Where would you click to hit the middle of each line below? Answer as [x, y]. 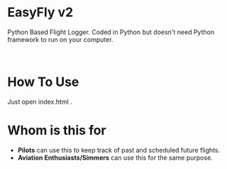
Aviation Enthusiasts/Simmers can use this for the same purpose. [115, 158]
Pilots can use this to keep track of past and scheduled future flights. [119, 150]
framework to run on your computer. [60, 39]
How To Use [43, 82]
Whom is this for [57, 130]
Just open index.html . [40, 102]
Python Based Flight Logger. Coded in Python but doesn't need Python [111, 32]
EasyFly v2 [40, 12]
